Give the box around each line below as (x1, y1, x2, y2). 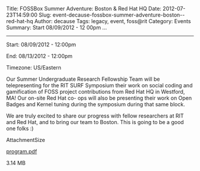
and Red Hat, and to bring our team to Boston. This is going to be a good (6, 119, 185, 125)
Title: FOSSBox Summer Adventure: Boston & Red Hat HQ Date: (6, 5, 162, 12)
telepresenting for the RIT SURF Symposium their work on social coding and (6, 82, 193, 88)
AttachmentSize (6, 137, 46, 143)
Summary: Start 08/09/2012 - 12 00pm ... (6, 24, 107, 31)
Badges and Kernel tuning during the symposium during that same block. (6, 101, 186, 107)
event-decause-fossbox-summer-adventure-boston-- (52, 11, 185, 18)
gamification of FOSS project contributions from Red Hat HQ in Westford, (6, 88, 185, 95)
